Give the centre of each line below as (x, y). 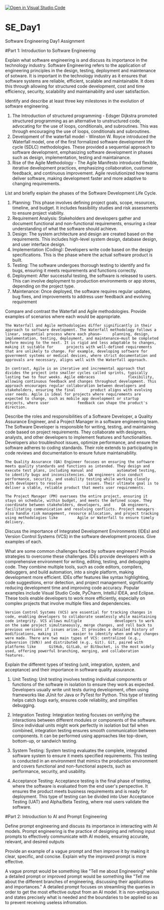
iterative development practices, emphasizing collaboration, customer (82, 168)
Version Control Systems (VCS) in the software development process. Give (80, 536)
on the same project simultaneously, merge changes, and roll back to (79, 625)
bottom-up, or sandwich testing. (45, 741)
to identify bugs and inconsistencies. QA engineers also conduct (74, 475)
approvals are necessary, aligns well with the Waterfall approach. (76, 360)
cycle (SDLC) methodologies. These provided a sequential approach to (84, 147)
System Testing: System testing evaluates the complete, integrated (80, 750)
